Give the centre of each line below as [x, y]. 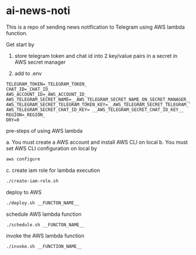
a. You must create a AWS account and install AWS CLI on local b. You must [97, 142]
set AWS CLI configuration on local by [52, 148]
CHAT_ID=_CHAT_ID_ [28, 89]
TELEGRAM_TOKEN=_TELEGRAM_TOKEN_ [47, 84]
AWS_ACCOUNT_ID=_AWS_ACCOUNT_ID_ [47, 94]
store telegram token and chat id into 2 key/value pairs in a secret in [96, 56]
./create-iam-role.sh [32, 181]
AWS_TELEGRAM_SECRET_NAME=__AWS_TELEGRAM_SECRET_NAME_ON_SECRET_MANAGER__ [99, 99]
